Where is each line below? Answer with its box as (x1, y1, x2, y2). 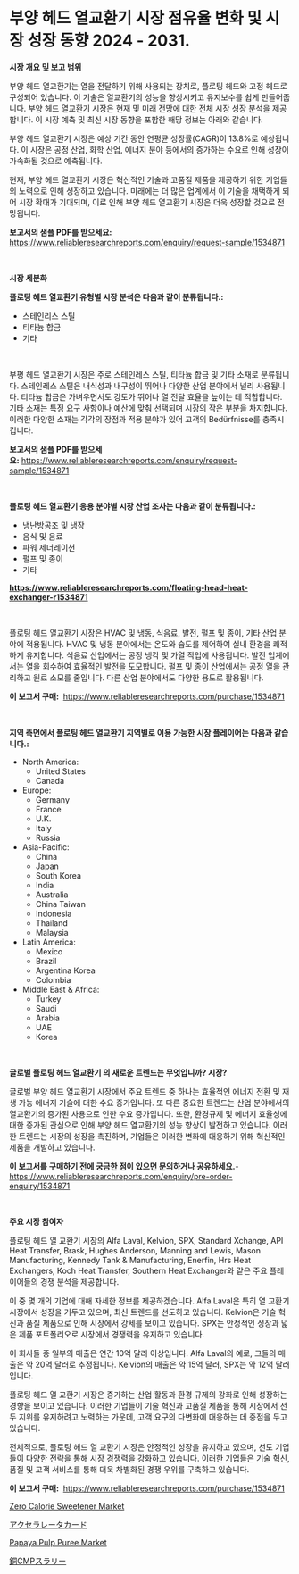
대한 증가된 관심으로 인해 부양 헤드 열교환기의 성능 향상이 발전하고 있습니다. (9, 1120, 271, 1130)
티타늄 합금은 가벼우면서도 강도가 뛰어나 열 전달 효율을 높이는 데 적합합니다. (21, 391, 283, 402)
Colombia (35, 974, 71, 985)
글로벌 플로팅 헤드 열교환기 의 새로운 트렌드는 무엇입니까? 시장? (9, 1067, 228, 1078)
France (35, 804, 62, 814)
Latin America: (21, 937, 76, 947)
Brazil (35, 955, 57, 966)
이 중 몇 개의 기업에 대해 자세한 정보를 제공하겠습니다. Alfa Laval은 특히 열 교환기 (9, 1295, 290, 1306)
